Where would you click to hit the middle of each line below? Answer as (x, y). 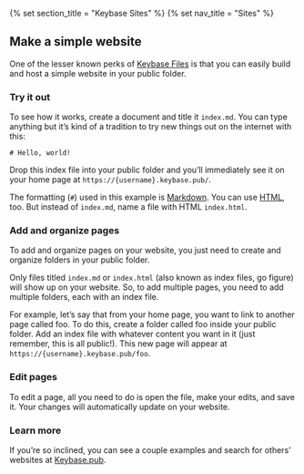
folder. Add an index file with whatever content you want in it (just (132, 334)
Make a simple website (76, 41)
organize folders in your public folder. (80, 260)
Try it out (30, 97)
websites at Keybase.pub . (58, 460)
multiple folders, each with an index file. (84, 297)
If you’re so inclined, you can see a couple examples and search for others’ (150, 450)
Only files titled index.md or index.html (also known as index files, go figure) (152, 278)
